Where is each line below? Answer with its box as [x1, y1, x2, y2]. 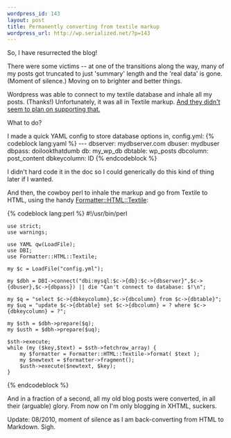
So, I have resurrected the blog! [7, 49, 98, 57]
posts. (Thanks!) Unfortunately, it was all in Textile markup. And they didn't [7, 98, 221, 106]
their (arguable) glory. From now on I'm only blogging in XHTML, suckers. [7, 402, 217, 410]
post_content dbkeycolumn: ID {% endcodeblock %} [7, 154, 157, 163]
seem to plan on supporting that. [7, 105, 101, 113]
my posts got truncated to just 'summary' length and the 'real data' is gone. [7, 70, 223, 78]
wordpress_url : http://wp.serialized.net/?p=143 [7, 29, 151, 37]
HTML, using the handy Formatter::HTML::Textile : [7, 196, 149, 204]
